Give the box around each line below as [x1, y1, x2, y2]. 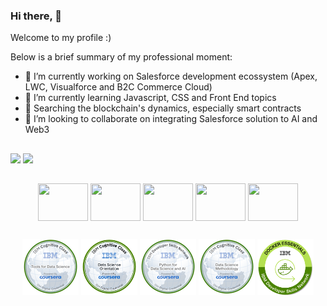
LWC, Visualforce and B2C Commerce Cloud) [24, 81, 213, 93]
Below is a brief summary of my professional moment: [10, 51, 233, 63]
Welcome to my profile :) [10, 32, 112, 44]
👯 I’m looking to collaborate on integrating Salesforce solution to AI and [24, 113, 318, 125]
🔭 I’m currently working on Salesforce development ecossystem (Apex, [24, 70, 318, 83]
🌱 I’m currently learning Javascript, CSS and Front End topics [24, 92, 277, 104]
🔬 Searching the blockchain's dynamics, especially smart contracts [24, 102, 302, 114]
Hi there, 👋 [10, 9, 63, 23]
